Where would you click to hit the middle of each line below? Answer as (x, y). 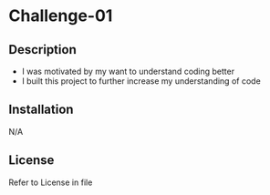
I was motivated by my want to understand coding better (128, 71)
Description (42, 50)
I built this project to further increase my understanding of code (141, 81)
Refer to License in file (51, 182)
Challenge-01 (61, 16)
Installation (41, 110)
